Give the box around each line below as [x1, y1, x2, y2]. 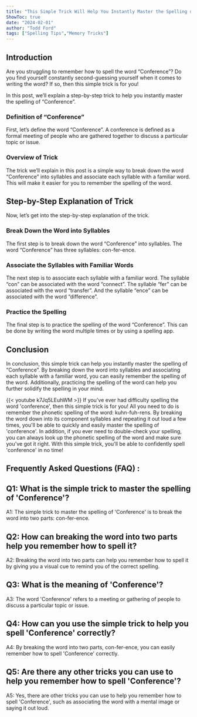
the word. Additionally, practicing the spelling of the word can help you [6, 379, 177, 386]
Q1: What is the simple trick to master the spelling [6, 483, 191, 493]
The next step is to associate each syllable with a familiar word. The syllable [6, 274, 189, 281]
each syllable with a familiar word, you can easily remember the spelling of [6, 373, 186, 380]
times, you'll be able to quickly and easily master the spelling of [6, 421, 159, 429]
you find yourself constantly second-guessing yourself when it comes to [6, 74, 182, 81]
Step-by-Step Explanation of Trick [6, 196, 134, 206]
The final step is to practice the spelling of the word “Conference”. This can [6, 321, 188, 328]
